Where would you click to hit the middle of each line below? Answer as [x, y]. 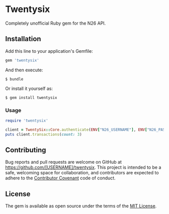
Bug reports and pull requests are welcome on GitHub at [64, 162]
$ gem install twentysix [31, 97]
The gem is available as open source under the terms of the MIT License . [81, 206]
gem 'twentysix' [22, 60]
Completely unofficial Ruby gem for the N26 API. [56, 23]
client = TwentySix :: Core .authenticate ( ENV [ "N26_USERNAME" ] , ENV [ [76, 130]
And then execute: [24, 70]
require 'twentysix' [27, 121]
